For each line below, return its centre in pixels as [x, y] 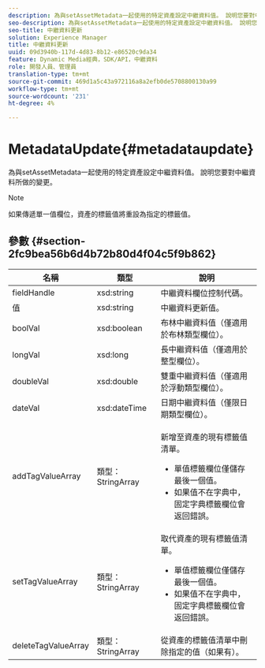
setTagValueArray [45, 581]
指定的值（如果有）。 [206, 651]
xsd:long [112, 354]
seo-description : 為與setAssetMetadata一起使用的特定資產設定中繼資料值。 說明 [130, 23]
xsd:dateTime [122, 408]
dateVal [26, 408]
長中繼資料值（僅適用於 [204, 349]
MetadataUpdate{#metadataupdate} [131, 149]
